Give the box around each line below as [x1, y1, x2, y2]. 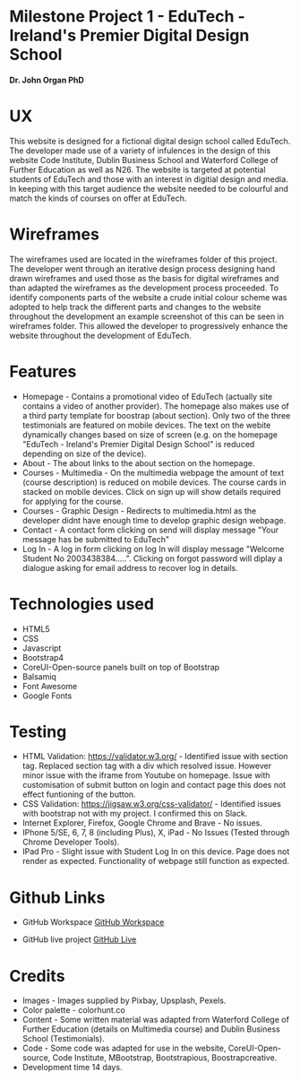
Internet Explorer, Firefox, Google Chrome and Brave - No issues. [21, 817, 262, 828]
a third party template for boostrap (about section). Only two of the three [21, 410, 291, 420]
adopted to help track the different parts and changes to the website [9, 301, 261, 312]
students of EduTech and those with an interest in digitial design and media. [9, 173, 288, 185]
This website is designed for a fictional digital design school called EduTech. [9, 135, 291, 146]
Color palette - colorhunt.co [21, 1005, 125, 1016]
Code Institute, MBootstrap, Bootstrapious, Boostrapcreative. [52, 1052, 278, 1063]
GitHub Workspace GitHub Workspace [21, 917, 165, 928]
